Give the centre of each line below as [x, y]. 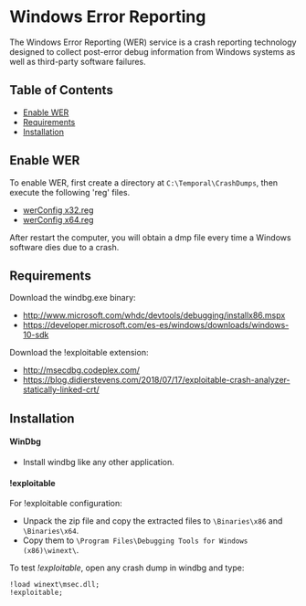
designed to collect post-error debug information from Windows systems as [153, 51]
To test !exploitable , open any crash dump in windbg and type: [127, 568]
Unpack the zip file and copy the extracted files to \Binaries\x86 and [153, 521]
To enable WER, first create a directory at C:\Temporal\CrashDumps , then [144, 182]
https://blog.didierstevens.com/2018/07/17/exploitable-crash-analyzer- [156, 380]
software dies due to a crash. [64, 247]
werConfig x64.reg [58, 219]
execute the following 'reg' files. [70, 192]
